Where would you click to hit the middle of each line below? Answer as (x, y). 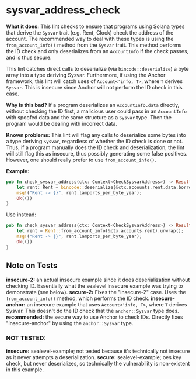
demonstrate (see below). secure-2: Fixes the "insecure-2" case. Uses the (96, 292)
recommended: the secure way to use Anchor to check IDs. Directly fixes (94, 317)
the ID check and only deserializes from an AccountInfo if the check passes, (97, 51)
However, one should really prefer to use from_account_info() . (81, 160)
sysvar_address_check (63, 10)
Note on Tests (32, 266)
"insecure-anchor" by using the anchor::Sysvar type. (70, 323)
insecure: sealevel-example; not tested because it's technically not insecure (98, 351)
